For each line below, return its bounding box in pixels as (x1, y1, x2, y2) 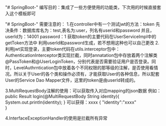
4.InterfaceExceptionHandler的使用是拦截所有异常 (5, 115, 108, 121)
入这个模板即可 (5, 10, 36, 16)
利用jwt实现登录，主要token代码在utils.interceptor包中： (5, 46, 120, 52)
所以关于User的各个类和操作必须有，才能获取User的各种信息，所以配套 (13, 71, 160, 77)
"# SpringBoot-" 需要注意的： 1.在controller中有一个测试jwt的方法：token (5, 21, 155, 27)
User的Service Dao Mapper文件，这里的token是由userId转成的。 (5, 77, 138, 83)
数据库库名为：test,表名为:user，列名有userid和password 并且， (22, 27, 155, 33)
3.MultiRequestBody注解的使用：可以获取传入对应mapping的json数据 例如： (5, 88, 162, 94)
